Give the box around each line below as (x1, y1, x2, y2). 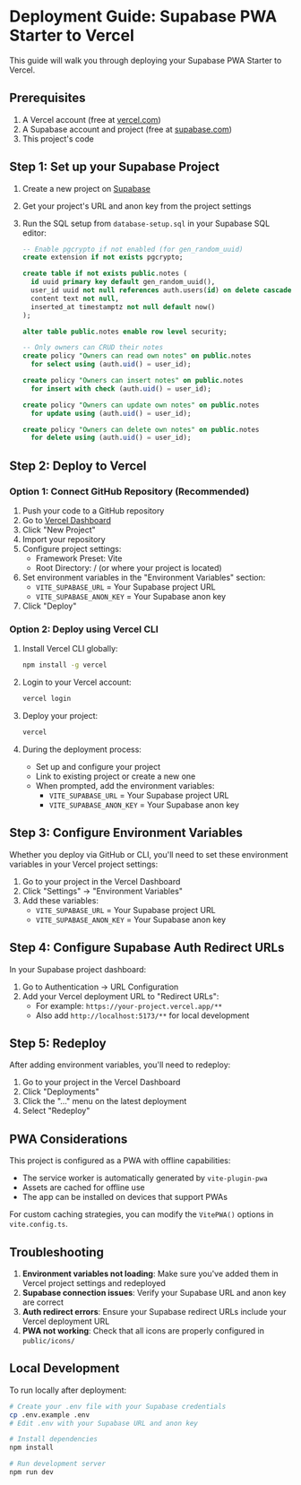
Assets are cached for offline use (21, 1182, 145, 1193)
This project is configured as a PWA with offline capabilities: (9, 1155, 231, 1166)
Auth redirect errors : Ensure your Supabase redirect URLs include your (21, 1306, 287, 1317)
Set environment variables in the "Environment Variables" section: (21, 572, 266, 583)
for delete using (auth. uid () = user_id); (30, 433, 192, 443)
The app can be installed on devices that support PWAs (21, 1192, 228, 1203)
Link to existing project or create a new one (35, 771, 196, 781)
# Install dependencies (9, 1435, 99, 1444)
